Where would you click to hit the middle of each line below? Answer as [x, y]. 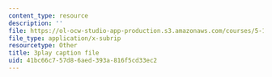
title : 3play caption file [54, 53]
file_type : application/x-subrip [65, 38]
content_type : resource [49, 16]
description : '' [36, 23]
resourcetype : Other [43, 46]
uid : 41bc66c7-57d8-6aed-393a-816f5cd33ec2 [83, 61]
